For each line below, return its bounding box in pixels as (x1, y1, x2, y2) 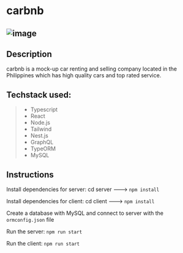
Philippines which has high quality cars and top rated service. (6, 72, 162, 79)
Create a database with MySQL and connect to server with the (6, 209, 164, 217)
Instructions (6, 169, 54, 180)
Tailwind (30, 125, 52, 133)
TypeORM (30, 145, 56, 152)
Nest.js (30, 132, 49, 139)
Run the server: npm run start (6, 228, 83, 235)
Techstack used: (6, 90, 72, 100)
